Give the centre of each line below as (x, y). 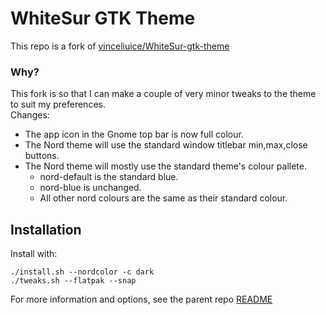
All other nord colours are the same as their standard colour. (163, 198)
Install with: (34, 254)
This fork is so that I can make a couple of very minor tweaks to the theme (163, 94)
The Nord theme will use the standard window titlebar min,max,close (166, 145)
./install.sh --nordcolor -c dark (82, 272)
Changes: (30, 115)
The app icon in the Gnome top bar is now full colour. (134, 134)
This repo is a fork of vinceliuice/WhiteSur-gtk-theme (120, 46)
